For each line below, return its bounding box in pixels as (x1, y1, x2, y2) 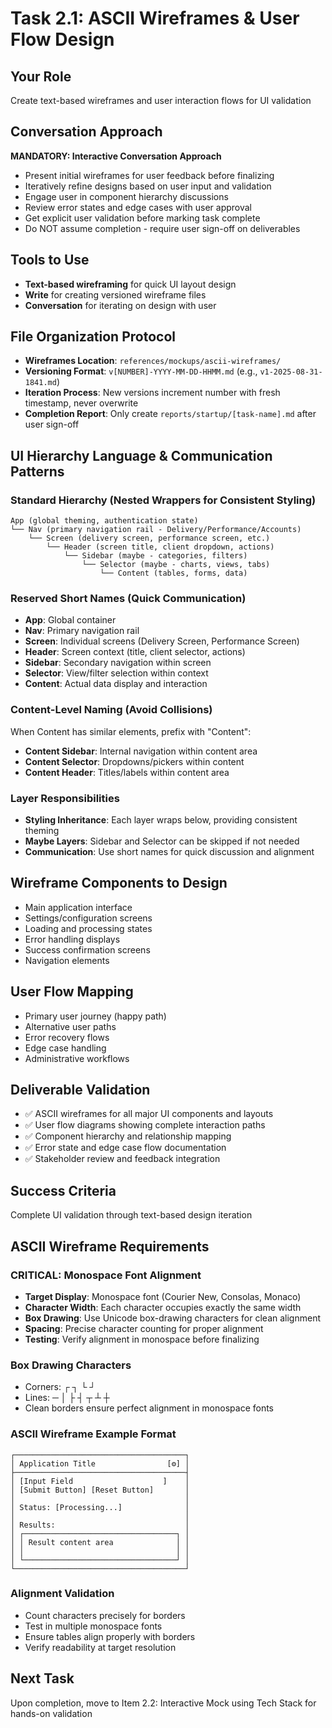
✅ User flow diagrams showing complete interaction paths (24, 1119, 266, 1131)
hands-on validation (10, 1707, 93, 1719)
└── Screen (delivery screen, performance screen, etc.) (28, 533, 271, 544)
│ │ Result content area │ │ (10, 1537, 190, 1547)
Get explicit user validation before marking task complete (24, 212, 261, 224)
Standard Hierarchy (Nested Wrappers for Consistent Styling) (10, 493, 317, 507)
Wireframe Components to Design (10, 875, 228, 892)
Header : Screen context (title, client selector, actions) (24, 646, 246, 658)
